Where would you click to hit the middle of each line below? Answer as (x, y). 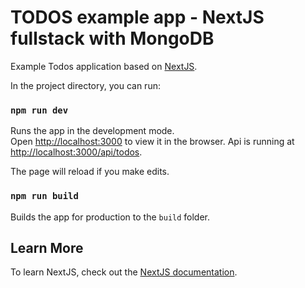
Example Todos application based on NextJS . (104, 66)
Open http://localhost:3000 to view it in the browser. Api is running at (152, 142)
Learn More (47, 247)
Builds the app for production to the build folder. (110, 217)
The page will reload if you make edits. (90, 172)
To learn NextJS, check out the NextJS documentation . (124, 272)
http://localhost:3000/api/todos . (76, 152)
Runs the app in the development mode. (92, 131)
